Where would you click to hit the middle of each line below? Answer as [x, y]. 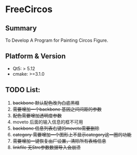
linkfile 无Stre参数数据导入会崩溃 [47, 147]
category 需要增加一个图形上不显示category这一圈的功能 [72, 134]
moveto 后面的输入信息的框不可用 [48, 122]
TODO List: [23, 90]
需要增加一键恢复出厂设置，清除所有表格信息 [59, 141]
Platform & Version [36, 56]
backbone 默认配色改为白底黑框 [46, 103]
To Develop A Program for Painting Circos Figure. [57, 40]
